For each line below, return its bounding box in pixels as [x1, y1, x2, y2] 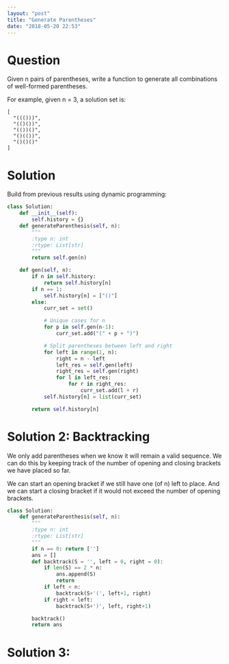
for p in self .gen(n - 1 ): [43, 323, 115, 331]
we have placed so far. [7, 466, 71, 474]
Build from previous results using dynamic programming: [7, 190, 167, 199]
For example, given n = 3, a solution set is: [7, 95, 126, 103]
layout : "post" [7, 10, 51, 17]
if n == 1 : [31, 286, 63, 293]
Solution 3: [7, 645, 70, 660]
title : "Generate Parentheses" [7, 16, 96, 23]
